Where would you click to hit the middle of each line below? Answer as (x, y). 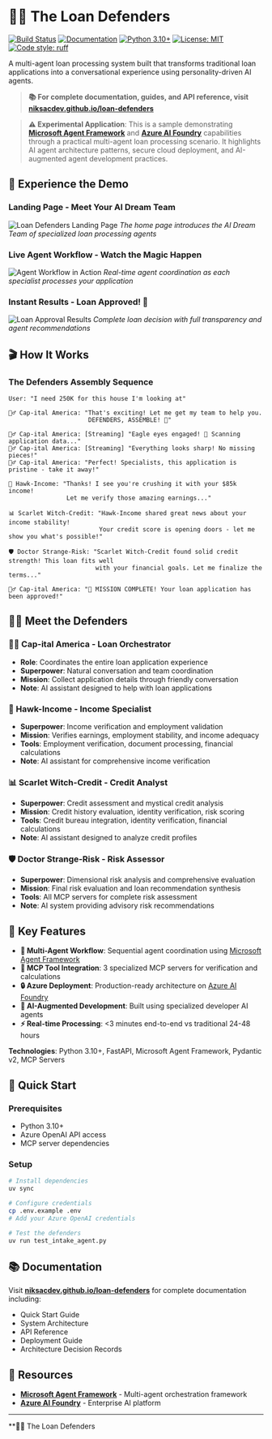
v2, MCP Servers (37, 1060)
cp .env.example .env (45, 1211)
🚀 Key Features (47, 931)
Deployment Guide (51, 1341)
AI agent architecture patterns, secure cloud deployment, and (131, 150)
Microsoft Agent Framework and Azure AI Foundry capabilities (135, 132)
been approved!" (36, 596)
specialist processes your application (71, 281)
